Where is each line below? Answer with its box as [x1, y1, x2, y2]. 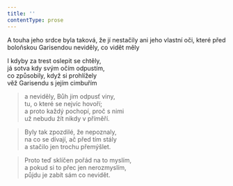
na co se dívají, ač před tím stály [24, 135, 117, 143]
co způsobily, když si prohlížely [7, 71, 97, 80]
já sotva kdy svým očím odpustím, [7, 64, 106, 72]
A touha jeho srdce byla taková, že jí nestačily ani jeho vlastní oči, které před [7, 35, 226, 44]
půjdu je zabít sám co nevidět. [24, 171, 111, 179]
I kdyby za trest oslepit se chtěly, [7, 56, 102, 65]
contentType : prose [7, 17, 64, 24]
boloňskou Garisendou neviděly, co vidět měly [7, 43, 140, 51]
